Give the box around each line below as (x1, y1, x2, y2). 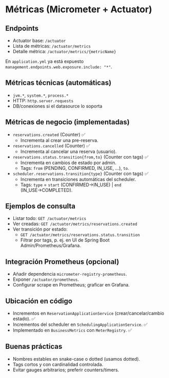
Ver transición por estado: (12, 226, 68, 232)
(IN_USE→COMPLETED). (20, 187, 73, 193)
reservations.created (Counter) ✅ (12, 131, 86, 138)
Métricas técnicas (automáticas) (5, 78, 112, 87)
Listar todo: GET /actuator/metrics (12, 215, 87, 221)
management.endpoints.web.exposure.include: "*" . (5, 64, 113, 70)
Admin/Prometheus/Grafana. (20, 242, 81, 249)
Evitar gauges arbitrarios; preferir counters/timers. (12, 367, 119, 373)
